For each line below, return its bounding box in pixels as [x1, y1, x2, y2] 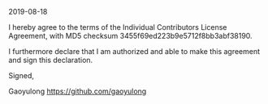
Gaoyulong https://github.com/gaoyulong [8, 86, 147, 96]
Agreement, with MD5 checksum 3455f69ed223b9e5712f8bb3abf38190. [8, 31, 253, 40]
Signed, [8, 71, 34, 80]
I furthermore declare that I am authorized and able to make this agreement [8, 47, 261, 56]
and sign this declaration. [8, 56, 93, 64]
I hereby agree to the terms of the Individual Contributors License [8, 23, 227, 31]
